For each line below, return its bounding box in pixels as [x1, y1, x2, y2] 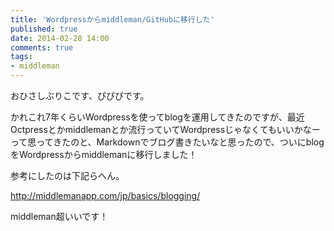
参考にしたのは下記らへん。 [10, 170, 125, 181]
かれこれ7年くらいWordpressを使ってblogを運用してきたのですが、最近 [10, 111, 305, 123]
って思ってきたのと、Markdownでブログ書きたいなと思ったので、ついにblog [10, 136, 325, 148]
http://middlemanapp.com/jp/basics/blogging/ [10, 190, 201, 201]
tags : [10, 52, 33, 62]
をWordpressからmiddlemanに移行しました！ [10, 149, 198, 160]
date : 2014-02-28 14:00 [10, 33, 110, 43]
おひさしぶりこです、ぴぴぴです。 [10, 90, 150, 101]
